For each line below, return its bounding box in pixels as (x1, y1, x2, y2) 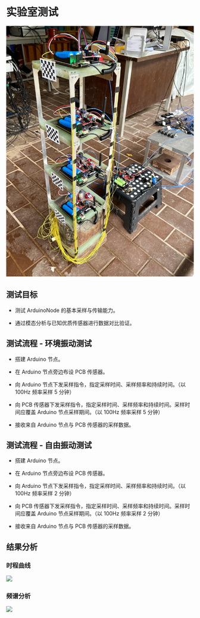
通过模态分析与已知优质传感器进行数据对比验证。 (14, 319, 135, 326)
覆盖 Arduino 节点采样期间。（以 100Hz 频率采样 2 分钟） (25, 510, 164, 517)
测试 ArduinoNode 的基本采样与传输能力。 (14, 307, 118, 314)
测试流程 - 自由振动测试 (6, 440, 92, 450)
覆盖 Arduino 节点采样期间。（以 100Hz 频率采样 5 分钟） (25, 408, 164, 415)
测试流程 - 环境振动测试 (6, 338, 92, 349)
